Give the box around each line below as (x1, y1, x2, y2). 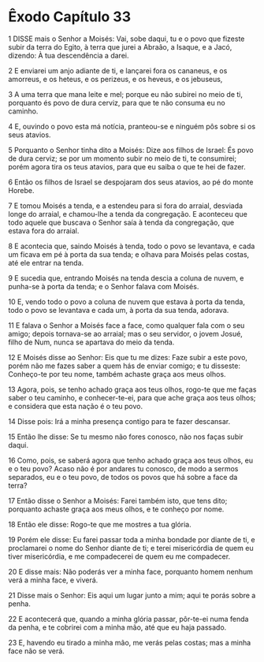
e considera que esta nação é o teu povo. (8, 401, 143, 411)
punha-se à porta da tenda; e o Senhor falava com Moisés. (8, 281, 199, 291)
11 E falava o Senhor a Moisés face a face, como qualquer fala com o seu (8, 320, 245, 330)
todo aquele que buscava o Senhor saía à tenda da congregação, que (8, 218, 235, 227)
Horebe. (8, 185, 35, 195)
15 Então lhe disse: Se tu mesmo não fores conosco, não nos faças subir (8, 432, 244, 441)
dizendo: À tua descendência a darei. (8, 50, 129, 60)
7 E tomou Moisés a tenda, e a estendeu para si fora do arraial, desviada (8, 201, 243, 210)
